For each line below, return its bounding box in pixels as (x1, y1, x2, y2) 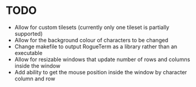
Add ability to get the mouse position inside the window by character (14, 68, 187, 76)
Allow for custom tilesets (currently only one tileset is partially (14, 24, 170, 31)
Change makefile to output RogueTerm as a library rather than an (14, 43, 178, 50)
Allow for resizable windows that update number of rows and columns (14, 56, 191, 63)
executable (14, 49, 43, 56)
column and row (14, 75, 55, 82)
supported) (14, 30, 43, 37)
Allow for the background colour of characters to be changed (14, 36, 169, 43)
